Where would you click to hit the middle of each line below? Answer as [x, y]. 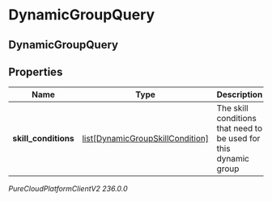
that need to [240, 128]
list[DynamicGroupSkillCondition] [145, 139]
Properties [36, 71]
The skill [232, 108]
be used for [238, 139]
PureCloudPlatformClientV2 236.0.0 [68, 189]
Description [240, 94]
